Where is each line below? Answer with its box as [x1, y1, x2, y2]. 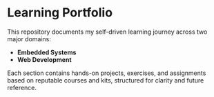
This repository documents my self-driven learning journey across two [7, 28, 208, 36]
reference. [7, 83, 37, 91]
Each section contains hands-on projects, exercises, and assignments [7, 69, 206, 77]
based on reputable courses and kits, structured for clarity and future [7, 76, 204, 84]
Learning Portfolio [7, 5, 113, 21]
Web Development [17, 55, 72, 63]
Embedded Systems [17, 48, 77, 56]
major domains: [7, 34, 52, 43]
